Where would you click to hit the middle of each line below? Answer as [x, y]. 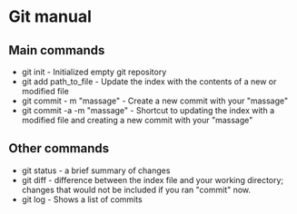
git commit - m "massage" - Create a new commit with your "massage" [155, 101]
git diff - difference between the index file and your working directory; [153, 180]
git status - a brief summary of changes [96, 170]
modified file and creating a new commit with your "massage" [137, 120]
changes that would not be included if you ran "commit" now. [136, 190]
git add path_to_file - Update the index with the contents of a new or [149, 82]
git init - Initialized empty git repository [94, 72]
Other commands [59, 148]
